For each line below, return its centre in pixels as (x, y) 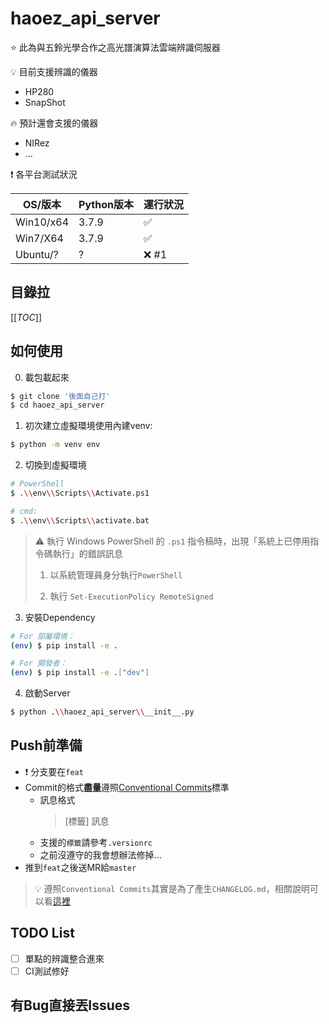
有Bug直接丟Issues (70, 1005)
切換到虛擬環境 (55, 465)
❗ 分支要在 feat (54, 771)
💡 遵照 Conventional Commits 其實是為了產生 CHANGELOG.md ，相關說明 (172, 888)
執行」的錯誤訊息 (87, 553)
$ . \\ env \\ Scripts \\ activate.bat (80, 520)
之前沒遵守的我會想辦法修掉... (100, 854)
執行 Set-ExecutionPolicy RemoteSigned (131, 596)
